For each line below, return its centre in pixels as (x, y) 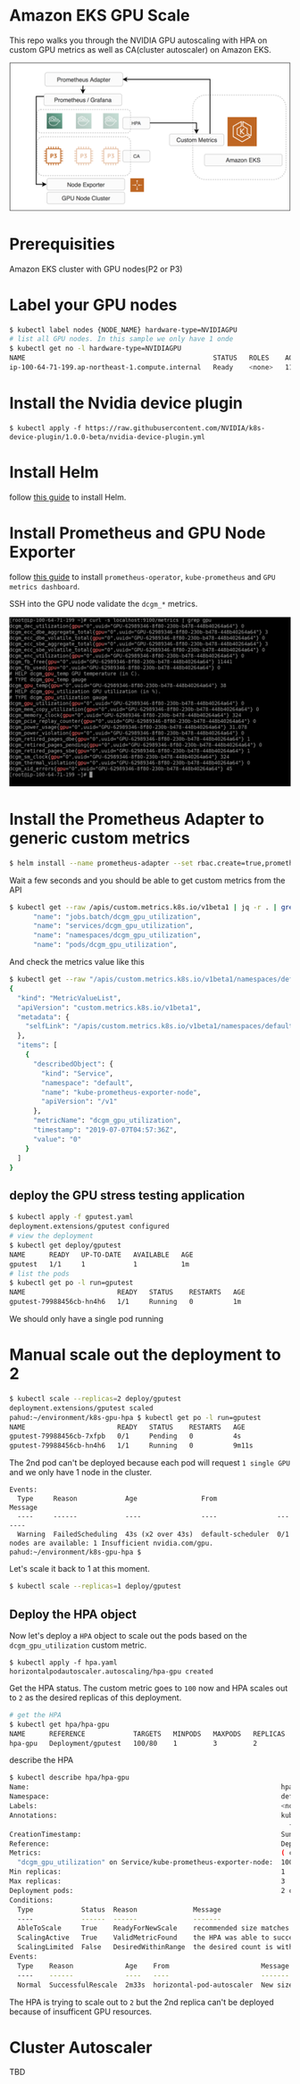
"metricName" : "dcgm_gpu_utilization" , (107, 1121)
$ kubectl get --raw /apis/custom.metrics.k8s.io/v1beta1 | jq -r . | (143, 907)
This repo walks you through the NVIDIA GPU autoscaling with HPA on (138, 40)
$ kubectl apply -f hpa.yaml (63, 1662)
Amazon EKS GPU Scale (100, 16)
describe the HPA (42, 1760)
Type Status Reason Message (119, 1910)
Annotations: (33, 1815)
